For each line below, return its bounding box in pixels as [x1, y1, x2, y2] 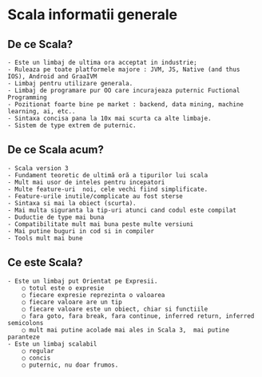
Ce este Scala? [7, 256, 83, 269]
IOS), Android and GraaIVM [7, 73, 97, 81]
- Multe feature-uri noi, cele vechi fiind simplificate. [7, 185, 208, 193]
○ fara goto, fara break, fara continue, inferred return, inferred [22, 312, 255, 320]
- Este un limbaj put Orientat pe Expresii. [7, 277, 158, 285]
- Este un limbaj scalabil [7, 339, 97, 348]
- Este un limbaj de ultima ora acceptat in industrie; [7, 58, 197, 66]
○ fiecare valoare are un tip [22, 298, 123, 306]
